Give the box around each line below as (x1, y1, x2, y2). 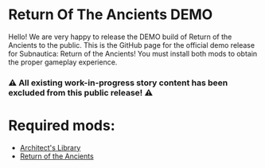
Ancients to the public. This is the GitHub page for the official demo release (8, 40, 255, 49)
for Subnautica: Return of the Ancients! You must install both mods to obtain (8, 49, 258, 58)
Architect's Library (19, 143, 81, 152)
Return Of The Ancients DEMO (8, 6, 213, 24)
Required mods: (8, 117, 115, 135)
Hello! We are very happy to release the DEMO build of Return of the (8, 32, 232, 41)
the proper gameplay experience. (8, 57, 118, 67)
